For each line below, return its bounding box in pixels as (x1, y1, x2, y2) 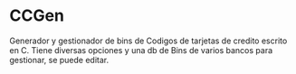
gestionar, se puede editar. (9, 54, 110, 65)
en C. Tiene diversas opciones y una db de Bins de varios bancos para (9, 44, 273, 55)
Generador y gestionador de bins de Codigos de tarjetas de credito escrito (9, 35, 288, 46)
